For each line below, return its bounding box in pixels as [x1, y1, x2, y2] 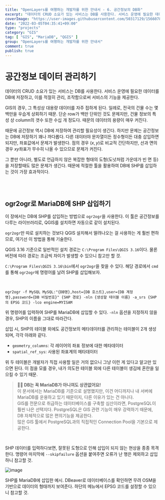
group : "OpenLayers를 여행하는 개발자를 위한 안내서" [5, 39, 103, 44]
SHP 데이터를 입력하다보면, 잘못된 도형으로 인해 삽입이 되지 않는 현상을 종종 [5, 445, 150, 451]
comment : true [5, 44, 34, 49]
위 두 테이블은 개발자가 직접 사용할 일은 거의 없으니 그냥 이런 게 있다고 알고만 [5, 359, 152, 365]
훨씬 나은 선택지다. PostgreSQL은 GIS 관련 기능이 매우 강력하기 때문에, [17, 406, 153, 412]
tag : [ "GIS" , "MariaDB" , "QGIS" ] [5, 35, 78, 40]
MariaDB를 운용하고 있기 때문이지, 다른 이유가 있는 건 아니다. [17, 394, 134, 400]
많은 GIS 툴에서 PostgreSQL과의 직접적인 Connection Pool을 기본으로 [17, 419, 153, 425]
